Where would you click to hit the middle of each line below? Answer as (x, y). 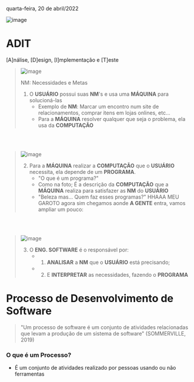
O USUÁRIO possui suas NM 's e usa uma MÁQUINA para (99, 94)
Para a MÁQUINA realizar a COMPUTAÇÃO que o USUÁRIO (102, 165)
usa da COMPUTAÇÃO (66, 125)
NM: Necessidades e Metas (54, 82)
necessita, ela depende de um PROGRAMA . (83, 172)
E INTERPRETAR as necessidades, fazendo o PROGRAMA (117, 274)
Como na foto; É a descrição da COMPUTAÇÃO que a (103, 184)
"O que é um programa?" (68, 178)
